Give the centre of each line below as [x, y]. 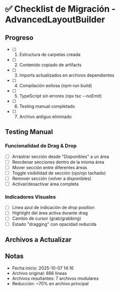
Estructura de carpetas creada [50, 54]
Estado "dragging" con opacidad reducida [54, 224]
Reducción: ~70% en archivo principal [50, 283]
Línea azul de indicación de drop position [53, 208]
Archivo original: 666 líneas [39, 273]
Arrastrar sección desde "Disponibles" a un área [60, 156]
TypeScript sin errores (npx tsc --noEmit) [60, 96]
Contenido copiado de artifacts [50, 65]
